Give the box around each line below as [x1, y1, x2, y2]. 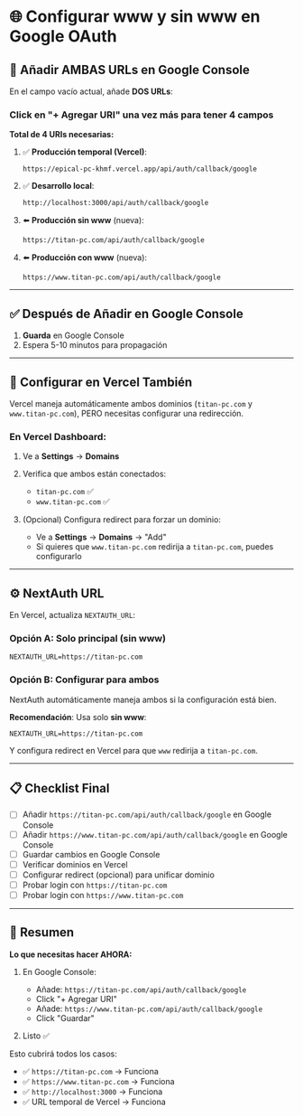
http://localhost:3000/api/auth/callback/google [22, 199, 209, 208]
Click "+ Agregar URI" [35, 993, 117, 1004]
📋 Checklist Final [9, 781, 110, 796]
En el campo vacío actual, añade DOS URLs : [9, 86, 173, 97]
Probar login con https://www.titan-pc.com [22, 889, 184, 900]
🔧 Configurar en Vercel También [9, 374, 193, 389]
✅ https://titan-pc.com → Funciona [22, 1065, 160, 1076]
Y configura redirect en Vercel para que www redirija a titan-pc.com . [9, 745, 259, 755]
